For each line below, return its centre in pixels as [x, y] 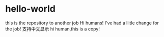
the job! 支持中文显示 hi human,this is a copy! [53, 29]
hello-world [31, 9]
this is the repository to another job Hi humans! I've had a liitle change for [82, 23]
